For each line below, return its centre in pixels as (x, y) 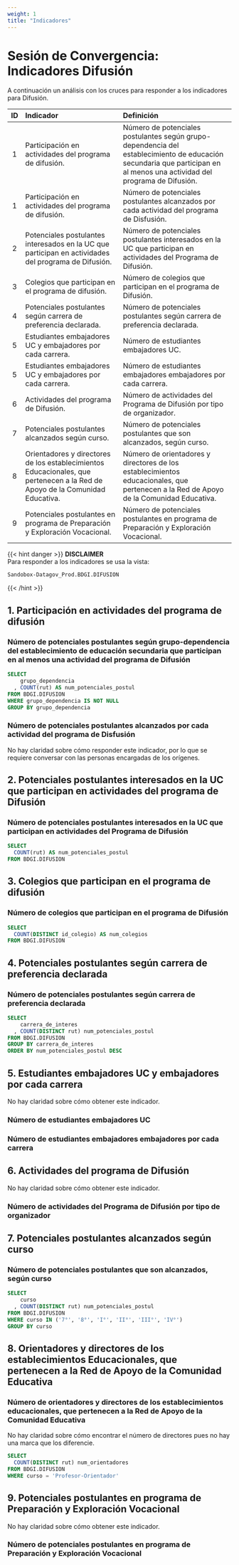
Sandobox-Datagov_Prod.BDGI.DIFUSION (63, 575)
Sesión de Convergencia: (83, 56)
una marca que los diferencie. (51, 1443)
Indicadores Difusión (70, 71)
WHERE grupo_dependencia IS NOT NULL (63, 701)
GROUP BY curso (30, 1326)
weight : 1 (22, 14)
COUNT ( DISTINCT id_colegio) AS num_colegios (81, 934)
